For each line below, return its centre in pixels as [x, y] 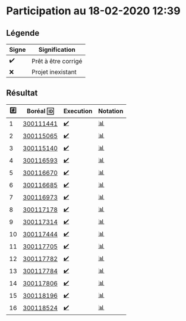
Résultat [22, 93]
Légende [23, 33]
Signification [57, 50]
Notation [111, 111]
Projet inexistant [54, 72]
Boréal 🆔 [40, 111]
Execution [78, 111]
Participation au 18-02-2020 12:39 [93, 11]
